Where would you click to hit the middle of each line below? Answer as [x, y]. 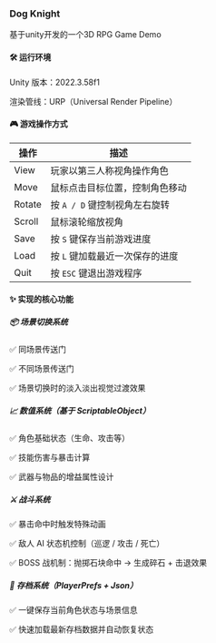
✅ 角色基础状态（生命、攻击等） [69, 438]
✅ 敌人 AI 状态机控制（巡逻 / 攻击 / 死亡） [87, 544]
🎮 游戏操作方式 [39, 124]
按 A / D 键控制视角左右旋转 [110, 205]
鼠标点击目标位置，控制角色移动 [119, 188]
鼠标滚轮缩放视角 [87, 221]
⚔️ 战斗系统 [30, 499]
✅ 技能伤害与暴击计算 [50, 457]
